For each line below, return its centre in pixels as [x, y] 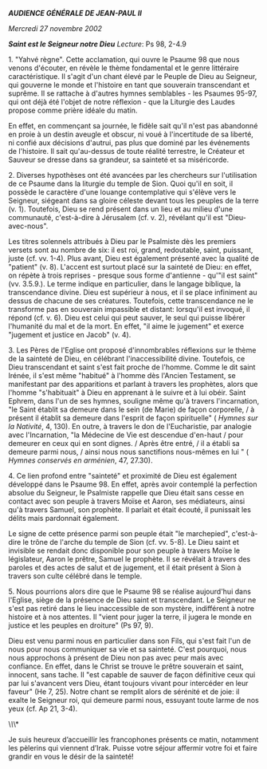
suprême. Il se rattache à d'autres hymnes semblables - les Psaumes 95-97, [133, 93]
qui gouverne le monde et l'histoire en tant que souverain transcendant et [129, 85]
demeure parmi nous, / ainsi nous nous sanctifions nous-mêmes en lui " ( [129, 452]
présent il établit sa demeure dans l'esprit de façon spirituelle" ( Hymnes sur [133, 418]
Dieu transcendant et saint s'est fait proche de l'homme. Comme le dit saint [132, 367]
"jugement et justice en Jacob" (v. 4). [70, 335]
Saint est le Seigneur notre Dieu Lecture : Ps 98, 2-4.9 [98, 44]
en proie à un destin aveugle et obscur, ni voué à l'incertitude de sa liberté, [131, 134]
